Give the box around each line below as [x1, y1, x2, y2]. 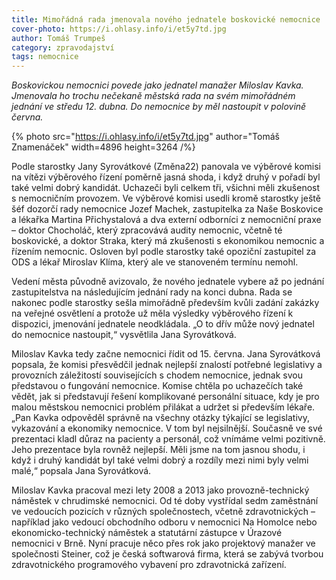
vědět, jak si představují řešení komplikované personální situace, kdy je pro [11, 391, 320, 403]
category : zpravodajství [11, 42, 115, 53]
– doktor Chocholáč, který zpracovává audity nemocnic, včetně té [11, 224, 283, 236]
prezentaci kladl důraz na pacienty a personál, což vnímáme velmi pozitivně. [11, 433, 326, 445]
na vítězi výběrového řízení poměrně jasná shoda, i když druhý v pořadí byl [11, 171, 321, 183]
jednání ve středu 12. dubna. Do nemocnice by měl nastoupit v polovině [11, 101, 307, 113]
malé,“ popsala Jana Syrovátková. [11, 465, 152, 477]
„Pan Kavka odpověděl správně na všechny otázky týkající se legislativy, [11, 412, 310, 424]
